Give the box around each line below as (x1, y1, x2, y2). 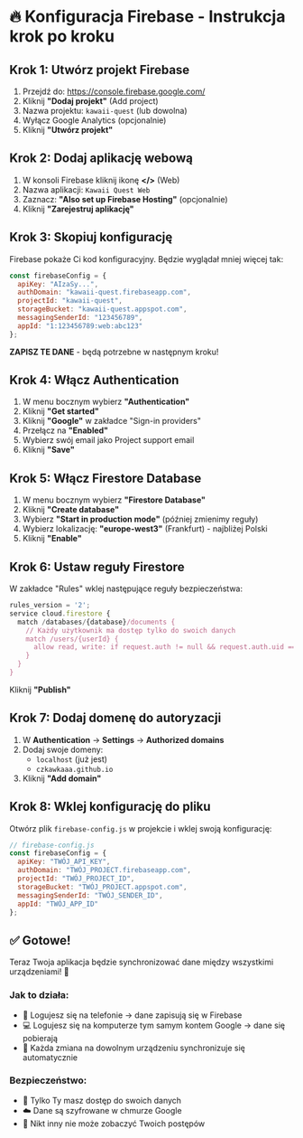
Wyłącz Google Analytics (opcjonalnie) (22, 115, 167, 126)
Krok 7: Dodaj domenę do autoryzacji (9, 710, 222, 726)
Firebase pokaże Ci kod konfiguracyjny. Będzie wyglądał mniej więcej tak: (9, 253, 284, 264)
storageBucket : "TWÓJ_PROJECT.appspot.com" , (17, 882, 188, 891)
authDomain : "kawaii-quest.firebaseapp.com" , (17, 287, 192, 297)
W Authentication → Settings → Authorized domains (22, 734, 225, 745)
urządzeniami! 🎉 (9, 966, 69, 977)
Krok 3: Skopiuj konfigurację (9, 230, 173, 245)
